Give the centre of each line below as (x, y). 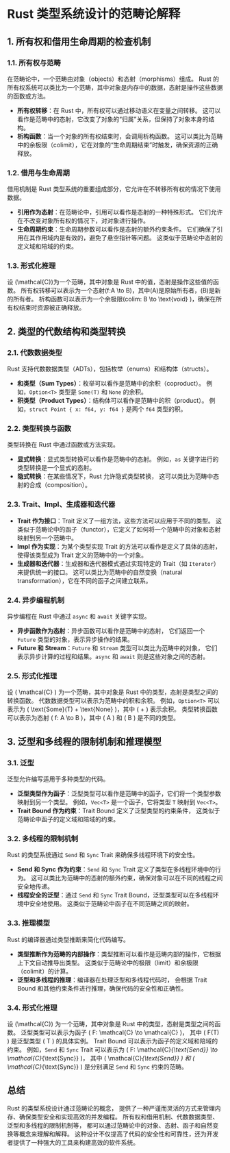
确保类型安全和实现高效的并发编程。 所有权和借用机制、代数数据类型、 (119, 1117)
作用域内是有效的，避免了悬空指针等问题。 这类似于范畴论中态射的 (129, 238)
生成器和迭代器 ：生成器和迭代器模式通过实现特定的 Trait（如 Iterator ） (118, 563)
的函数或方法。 (28, 96)
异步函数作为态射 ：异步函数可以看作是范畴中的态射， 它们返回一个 (111, 631)
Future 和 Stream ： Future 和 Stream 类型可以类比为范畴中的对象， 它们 (117, 648)
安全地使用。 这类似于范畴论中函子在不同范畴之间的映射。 (111, 904)
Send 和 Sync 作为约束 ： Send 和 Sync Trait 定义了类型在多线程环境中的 (116, 869)
